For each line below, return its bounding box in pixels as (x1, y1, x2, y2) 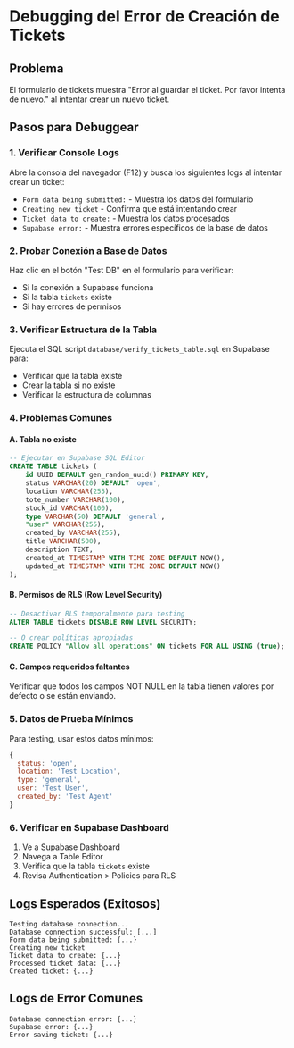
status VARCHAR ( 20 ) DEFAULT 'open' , (25, 479, 162, 488)
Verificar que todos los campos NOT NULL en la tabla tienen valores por (9, 681, 274, 692)
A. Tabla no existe (9, 433, 78, 444)
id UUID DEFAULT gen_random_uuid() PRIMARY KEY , (25, 471, 209, 480)
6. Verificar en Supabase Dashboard (9, 821, 169, 834)
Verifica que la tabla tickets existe (21, 860, 150, 872)
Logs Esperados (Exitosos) (9, 896, 161, 911)
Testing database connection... (9, 919, 129, 928)
